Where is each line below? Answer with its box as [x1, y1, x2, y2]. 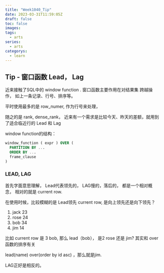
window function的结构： [5, 131, 57, 136]
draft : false [5, 16, 32, 21]
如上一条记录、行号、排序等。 [14, 93, 75, 99]
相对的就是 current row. [14, 188, 63, 194]
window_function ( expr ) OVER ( [5, 140, 74, 146]
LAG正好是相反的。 [5, 262, 44, 268]
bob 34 [12, 220, 27, 226]
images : [5, 26, 21, 31]
